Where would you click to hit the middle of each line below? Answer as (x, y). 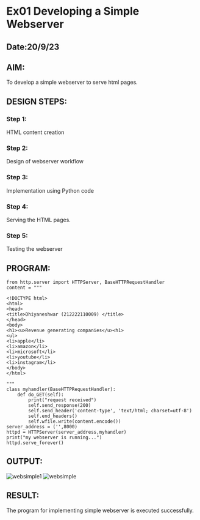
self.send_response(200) (60, 406)
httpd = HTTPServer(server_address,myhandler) (66, 433)
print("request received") (62, 400)
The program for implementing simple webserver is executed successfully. (100, 510)
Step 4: (17, 206)
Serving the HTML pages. (39, 220)
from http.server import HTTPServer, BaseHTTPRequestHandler (86, 283)
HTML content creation (35, 132)
